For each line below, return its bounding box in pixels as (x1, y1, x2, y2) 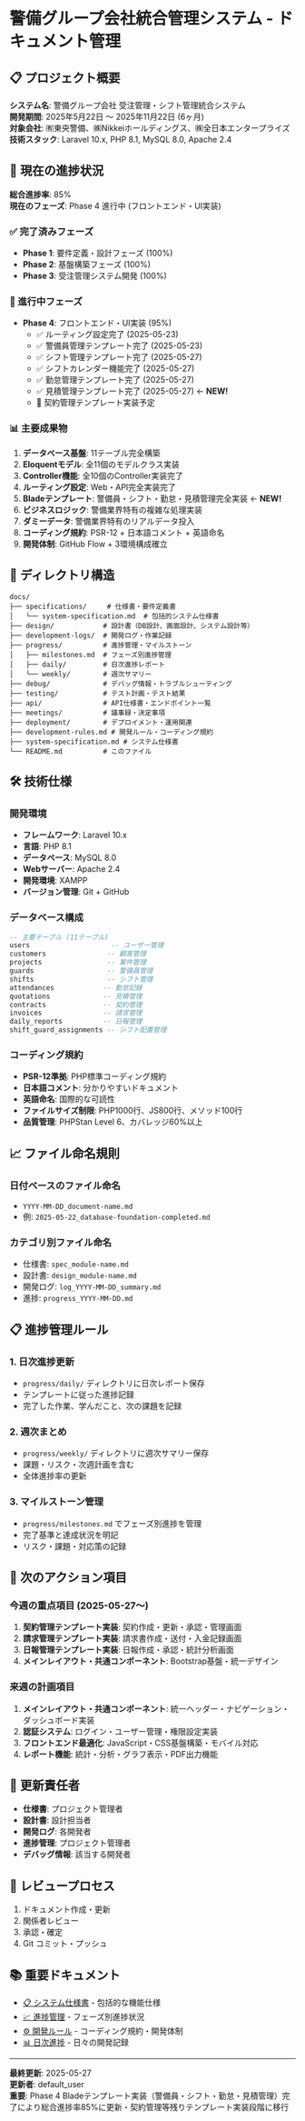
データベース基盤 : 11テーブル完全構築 (22, 447, 161, 458)
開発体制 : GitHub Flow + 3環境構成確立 (22, 538, 168, 549)
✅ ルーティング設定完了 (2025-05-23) (35, 329, 179, 340)
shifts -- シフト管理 (9, 975, 153, 984)
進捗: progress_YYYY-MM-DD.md (22, 1293, 133, 1304)
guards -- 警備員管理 (9, 966, 153, 975)
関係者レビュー (22, 1916, 79, 1926)
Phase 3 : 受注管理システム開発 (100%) (22, 270, 168, 282)
